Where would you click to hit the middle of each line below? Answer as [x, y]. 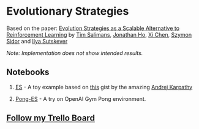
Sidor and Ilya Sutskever [37, 41]
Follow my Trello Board [51, 118]
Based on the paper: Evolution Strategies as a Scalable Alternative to [93, 28]
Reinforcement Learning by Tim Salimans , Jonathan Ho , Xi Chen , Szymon [99, 34]
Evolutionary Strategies [68, 11]
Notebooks [28, 72]
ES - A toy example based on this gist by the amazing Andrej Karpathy [104, 87]
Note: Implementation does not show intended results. [75, 53]
